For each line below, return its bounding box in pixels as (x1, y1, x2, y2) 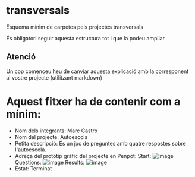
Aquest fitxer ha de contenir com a (6, 94, 181, 108)
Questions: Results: (14, 159, 85, 166)
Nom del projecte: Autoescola (14, 133, 88, 140)
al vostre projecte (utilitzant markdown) (6, 74, 103, 81)
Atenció (6, 52, 36, 62)
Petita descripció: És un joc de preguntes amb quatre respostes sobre (14, 140, 186, 147)
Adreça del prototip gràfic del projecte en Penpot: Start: (14, 152, 152, 159)
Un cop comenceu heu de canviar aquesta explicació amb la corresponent (6, 68, 189, 75)
